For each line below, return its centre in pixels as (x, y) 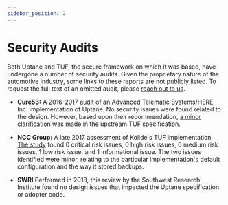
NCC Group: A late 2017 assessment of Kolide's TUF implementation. (115, 137)
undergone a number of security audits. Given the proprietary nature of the (113, 74)
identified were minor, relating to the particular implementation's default (118, 159)
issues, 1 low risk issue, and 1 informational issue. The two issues (109, 151)
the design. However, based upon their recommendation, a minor (109, 116)
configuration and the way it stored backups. (80, 166)
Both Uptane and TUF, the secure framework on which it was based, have (112, 67)
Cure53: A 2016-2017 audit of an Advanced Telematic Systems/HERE (115, 102)
